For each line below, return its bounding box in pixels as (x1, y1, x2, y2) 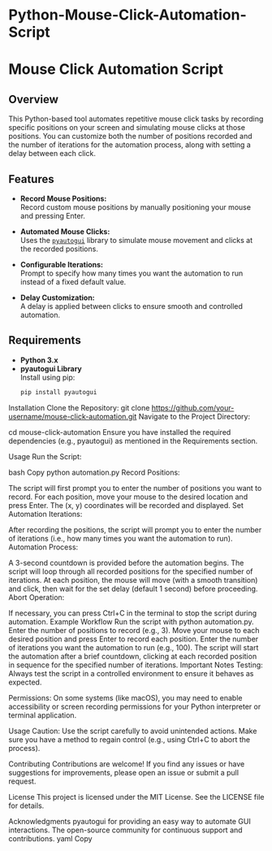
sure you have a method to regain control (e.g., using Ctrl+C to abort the (8, 734, 250, 745)
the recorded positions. (19, 244, 99, 254)
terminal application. (8, 710, 77, 720)
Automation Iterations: (8, 509, 83, 519)
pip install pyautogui (19, 388, 97, 396)
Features (8, 172, 54, 186)
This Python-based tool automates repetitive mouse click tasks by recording (8, 114, 264, 124)
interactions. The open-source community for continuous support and (8, 825, 243, 835)
